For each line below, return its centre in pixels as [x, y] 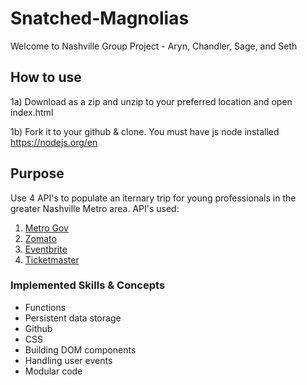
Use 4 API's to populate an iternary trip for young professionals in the [153, 198]
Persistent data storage [73, 318]
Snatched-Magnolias [100, 18]
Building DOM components [80, 349]
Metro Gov [46, 228]
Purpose [37, 173]
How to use [46, 77]
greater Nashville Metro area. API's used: [95, 208]
